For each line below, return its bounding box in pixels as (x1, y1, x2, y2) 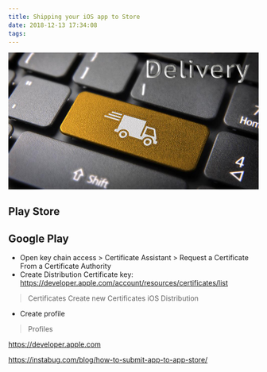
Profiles (27, 324, 53, 334)
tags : (8, 29, 26, 37)
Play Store (8, 205, 60, 218)
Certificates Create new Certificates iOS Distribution (27, 293, 199, 303)
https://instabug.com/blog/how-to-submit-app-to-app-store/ (8, 355, 208, 365)
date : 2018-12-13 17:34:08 (8, 21, 98, 29)
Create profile (19, 309, 65, 319)
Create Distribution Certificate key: (19, 270, 133, 279)
